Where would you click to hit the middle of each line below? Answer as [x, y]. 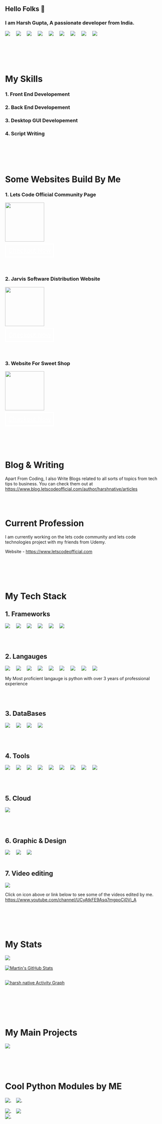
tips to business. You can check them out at [49, 483]
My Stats [24, 944]
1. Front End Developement [37, 94]
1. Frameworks [28, 614]
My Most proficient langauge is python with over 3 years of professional [78, 678]
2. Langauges [26, 656]
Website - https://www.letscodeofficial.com [49, 551]
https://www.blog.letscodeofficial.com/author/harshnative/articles [71, 489]
